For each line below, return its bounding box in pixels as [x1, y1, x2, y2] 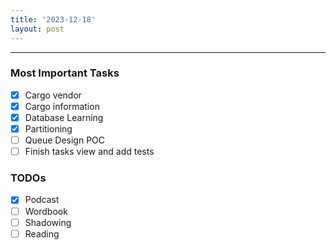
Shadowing [24, 216, 72, 228]
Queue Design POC [24, 134, 106, 146]
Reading [24, 227, 60, 240]
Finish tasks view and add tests [24, 146, 155, 158]
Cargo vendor [24, 89, 83, 101]
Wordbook [24, 205, 68, 217]
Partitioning [24, 122, 73, 135]
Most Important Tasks [10, 66, 120, 80]
